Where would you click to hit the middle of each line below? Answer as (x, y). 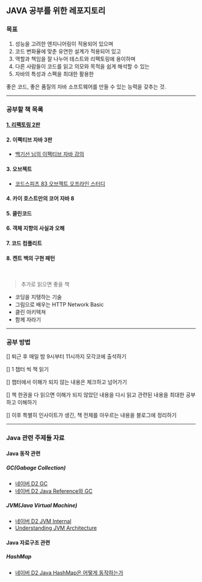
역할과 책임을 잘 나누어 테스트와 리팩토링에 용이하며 (75, 58)
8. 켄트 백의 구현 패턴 (31, 258)
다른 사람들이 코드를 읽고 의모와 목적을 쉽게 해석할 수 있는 (82, 66)
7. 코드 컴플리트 (24, 243)
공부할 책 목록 (25, 109)
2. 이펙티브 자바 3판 (29, 140)
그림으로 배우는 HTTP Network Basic (59, 305)
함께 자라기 (28, 320)
